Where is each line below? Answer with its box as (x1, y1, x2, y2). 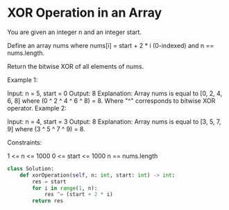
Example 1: (7, 75, 38, 84)
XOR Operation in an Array (7, 5, 162, 21)
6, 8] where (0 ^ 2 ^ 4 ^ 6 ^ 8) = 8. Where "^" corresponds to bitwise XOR (7, 96, 216, 105)
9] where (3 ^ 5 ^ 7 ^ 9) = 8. (7, 124, 85, 133)
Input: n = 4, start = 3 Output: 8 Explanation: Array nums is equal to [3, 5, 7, (7, 117, 221, 126)
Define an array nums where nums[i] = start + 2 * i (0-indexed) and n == (7, 41, 214, 49)
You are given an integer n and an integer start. (7, 28, 142, 36)
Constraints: (7, 138, 42, 147)
